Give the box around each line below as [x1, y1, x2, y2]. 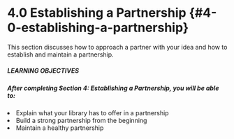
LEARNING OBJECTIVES [7, 66, 79, 75]
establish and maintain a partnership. [7, 50, 114, 59]
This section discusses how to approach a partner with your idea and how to [7, 43, 228, 51]
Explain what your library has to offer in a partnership [16, 109, 169, 117]
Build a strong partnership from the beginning [16, 117, 147, 125]
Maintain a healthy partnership [16, 124, 104, 132]
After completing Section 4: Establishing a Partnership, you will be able [7, 84, 219, 92]
